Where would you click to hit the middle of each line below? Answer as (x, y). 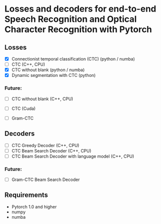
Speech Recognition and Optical (71, 19)
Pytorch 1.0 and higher (34, 207)
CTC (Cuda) (24, 108)
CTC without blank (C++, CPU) (42, 99)
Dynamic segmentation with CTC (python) (54, 75)
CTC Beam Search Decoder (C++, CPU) (51, 150)
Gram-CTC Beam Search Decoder (46, 179)
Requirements (26, 195)
